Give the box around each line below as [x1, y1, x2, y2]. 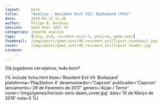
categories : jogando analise [5, 30, 64, 34]
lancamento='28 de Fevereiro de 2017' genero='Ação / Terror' [5, 85, 129, 91]
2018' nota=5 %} [5, 95, 39, 101]
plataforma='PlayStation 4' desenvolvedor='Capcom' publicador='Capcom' [5, 80, 156, 86]
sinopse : [5, 47, 23, 52]
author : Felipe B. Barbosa [5, 20, 68, 26]
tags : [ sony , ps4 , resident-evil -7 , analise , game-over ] [5, 34, 136, 39]
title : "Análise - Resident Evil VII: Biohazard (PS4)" [5, 12, 131, 16]
